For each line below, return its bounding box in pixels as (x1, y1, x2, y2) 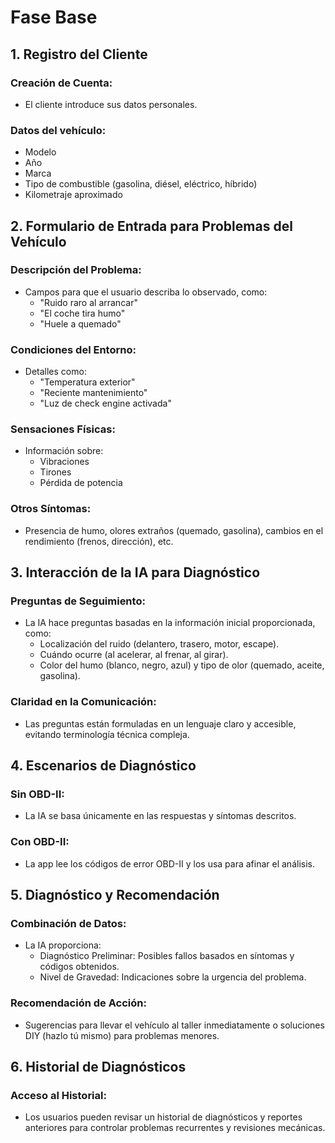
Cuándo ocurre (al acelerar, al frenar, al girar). (39, 649, 229, 661)
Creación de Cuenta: (10, 76, 113, 90)
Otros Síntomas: (10, 502, 92, 516)
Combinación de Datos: (10, 917, 127, 931)
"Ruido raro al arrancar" (39, 296, 138, 308)
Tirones (39, 466, 72, 478)
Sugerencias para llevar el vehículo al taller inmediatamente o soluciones (24, 1019, 325, 1031)
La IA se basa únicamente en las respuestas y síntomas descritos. (24, 810, 297, 822)
